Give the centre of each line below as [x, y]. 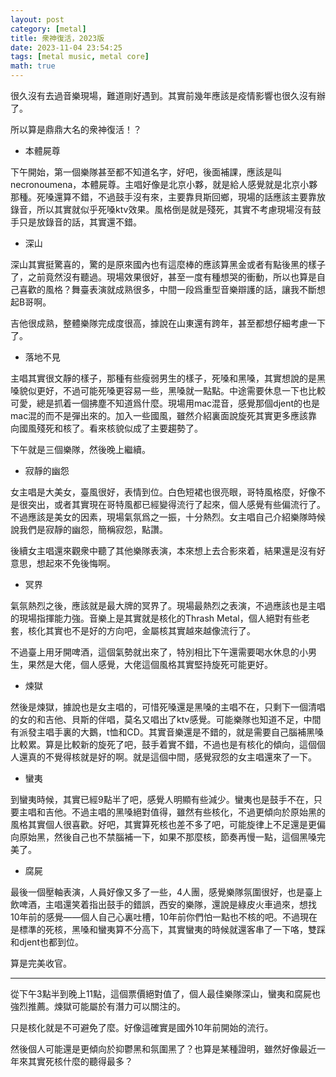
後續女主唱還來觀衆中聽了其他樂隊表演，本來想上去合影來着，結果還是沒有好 [168, 550]
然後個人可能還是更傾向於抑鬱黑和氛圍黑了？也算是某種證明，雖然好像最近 [163, 1049]
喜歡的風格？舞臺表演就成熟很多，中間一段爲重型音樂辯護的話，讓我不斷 [167, 289]
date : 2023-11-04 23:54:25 [66, 47]
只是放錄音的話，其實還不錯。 [80, 222]
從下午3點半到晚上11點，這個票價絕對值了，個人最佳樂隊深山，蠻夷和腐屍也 [166, 994]
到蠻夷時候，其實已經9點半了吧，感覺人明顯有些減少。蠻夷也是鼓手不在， [162, 799]
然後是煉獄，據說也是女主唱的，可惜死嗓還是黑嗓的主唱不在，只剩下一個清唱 [168, 707]
